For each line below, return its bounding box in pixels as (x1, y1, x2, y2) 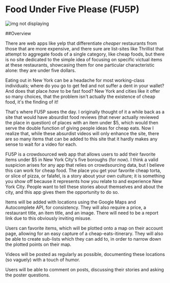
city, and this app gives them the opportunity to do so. (5, 189, 119, 195)
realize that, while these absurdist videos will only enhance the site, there (5, 130, 159, 136)
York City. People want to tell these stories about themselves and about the (5, 184, 163, 190)
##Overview (5, 30, 32, 36)
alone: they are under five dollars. (5, 67, 76, 73)
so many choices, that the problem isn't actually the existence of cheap (5, 93, 156, 99)
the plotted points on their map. (5, 241, 71, 247)
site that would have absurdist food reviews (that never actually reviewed (5, 114, 159, 120)
